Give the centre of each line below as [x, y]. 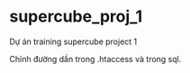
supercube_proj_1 [76, 17]
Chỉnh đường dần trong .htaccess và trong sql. [95, 59]
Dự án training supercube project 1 [73, 41]
